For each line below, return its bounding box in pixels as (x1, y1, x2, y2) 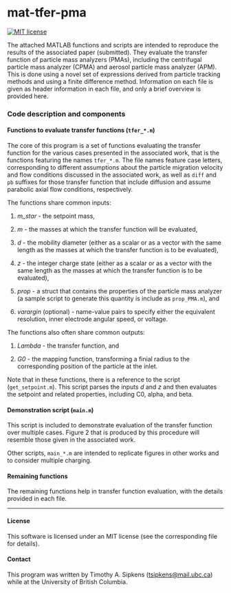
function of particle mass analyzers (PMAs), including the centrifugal (7, 55, 202, 63)
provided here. (7, 91, 49, 100)
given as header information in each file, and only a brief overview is (7, 85, 201, 93)
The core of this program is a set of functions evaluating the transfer (7, 142, 201, 150)
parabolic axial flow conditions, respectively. (7, 186, 133, 194)
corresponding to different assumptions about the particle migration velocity (7, 164, 223, 172)
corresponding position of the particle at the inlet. (16, 362, 158, 370)
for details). (7, 539, 40, 548)
